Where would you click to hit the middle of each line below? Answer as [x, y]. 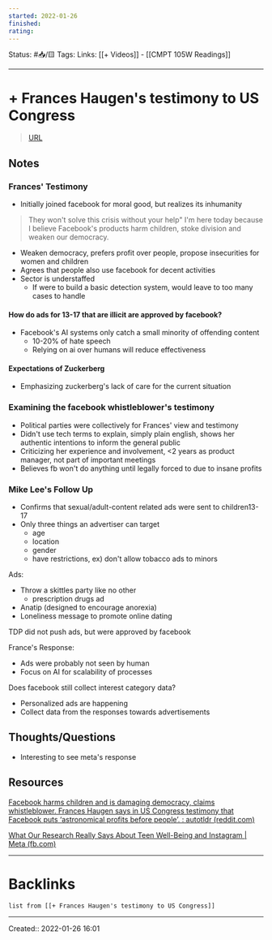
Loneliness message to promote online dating [96, 616]
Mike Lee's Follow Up [51, 489]
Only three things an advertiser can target [90, 524]
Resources [36, 783]
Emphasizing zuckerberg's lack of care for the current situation [125, 386]
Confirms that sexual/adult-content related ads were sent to [120, 507]
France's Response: [41, 647]
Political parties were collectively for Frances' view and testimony [129, 425]
